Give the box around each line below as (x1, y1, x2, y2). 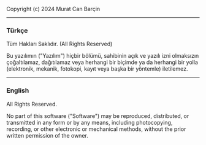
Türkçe (6, 26, 28, 34)
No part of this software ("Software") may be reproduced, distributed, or (6, 112, 189, 119)
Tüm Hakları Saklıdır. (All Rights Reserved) (6, 40, 113, 48)
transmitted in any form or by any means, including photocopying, (6, 119, 173, 126)
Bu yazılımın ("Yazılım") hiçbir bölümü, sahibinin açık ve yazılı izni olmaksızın (6, 52, 199, 60)
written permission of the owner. (6, 131, 89, 139)
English (6, 86, 29, 95)
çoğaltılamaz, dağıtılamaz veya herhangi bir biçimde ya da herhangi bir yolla (6, 58, 198, 66)
